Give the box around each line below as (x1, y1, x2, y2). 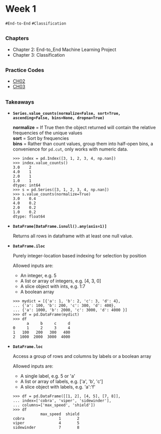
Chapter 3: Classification (12, 52, 65, 58)
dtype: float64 (12, 214, 45, 220)
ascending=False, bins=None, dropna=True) (12, 115, 105, 120)
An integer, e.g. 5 (20, 273, 57, 279)
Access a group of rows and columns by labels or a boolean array (12, 353, 152, 359)
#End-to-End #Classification (5, 21, 66, 26)
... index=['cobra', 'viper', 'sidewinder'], (12, 398, 111, 403)
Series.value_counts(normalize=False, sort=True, (12, 111, 121, 116)
